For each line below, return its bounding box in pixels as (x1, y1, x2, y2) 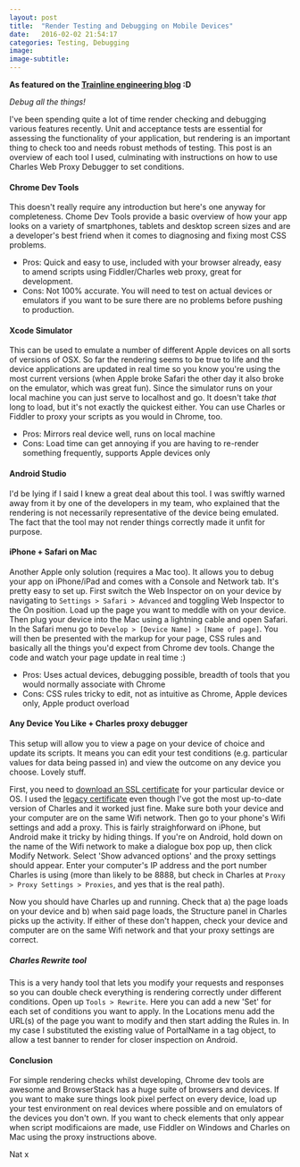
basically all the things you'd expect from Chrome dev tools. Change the (9, 642, 275, 653)
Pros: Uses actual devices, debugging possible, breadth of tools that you (21, 669, 290, 680)
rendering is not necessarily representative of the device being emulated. (9, 507, 279, 518)
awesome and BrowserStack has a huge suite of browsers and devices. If (9, 1084, 279, 1095)
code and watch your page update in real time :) (9, 652, 186, 663)
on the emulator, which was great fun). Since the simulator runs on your (9, 383, 273, 393)
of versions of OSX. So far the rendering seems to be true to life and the (9, 354, 274, 365)
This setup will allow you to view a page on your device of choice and (9, 739, 265, 749)
